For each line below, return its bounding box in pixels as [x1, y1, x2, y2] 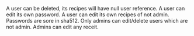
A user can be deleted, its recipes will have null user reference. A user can [6, 5, 185, 12]
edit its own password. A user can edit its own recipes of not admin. [6, 11, 169, 18]
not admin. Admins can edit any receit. [6, 23, 99, 30]
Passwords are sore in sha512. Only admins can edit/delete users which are [6, 17, 188, 24]
